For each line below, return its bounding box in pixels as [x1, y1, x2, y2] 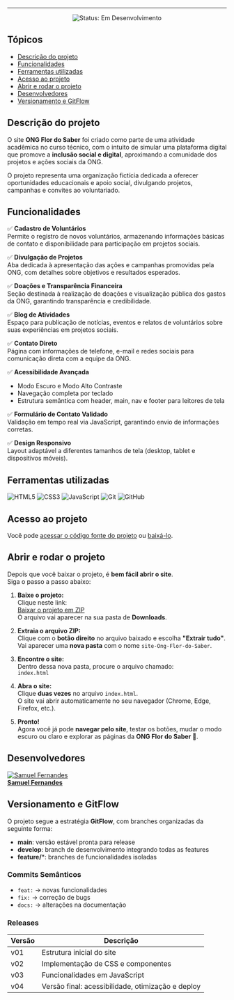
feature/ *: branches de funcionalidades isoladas [17, 852, 157, 861]
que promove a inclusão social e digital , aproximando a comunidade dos [7, 150, 217, 159]
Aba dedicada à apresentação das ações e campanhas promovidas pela [7, 261, 214, 269]
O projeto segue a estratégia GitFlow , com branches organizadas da [7, 817, 204, 825]
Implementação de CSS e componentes [41, 959, 172, 969]
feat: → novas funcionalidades [17, 885, 108, 894]
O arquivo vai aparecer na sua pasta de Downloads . [17, 613, 167, 621]
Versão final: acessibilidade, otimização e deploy [41, 982, 201, 992]
